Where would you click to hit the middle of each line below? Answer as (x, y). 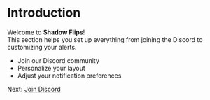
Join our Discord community (58, 60)
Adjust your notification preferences (69, 76)
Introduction (44, 13)
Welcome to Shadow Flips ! (46, 32)
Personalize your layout (51, 68)
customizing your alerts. (42, 47)
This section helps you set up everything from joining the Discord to (105, 39)
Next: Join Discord (34, 89)
